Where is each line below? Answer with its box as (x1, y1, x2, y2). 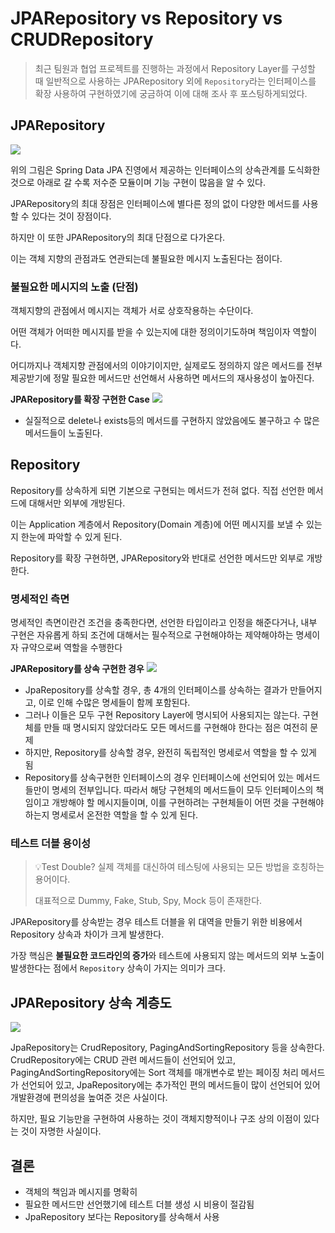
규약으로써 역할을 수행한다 (20, 642, 123, 654)
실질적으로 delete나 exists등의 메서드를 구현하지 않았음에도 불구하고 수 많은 (24, 415, 320, 427)
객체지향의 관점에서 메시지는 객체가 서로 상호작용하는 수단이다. (10, 305, 254, 317)
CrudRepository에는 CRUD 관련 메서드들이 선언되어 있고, (10, 1054, 236, 1066)
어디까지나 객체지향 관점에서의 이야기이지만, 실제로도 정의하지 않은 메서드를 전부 (10, 360, 323, 372)
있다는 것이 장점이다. (31, 210, 112, 222)
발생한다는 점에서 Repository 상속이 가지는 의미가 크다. (10, 962, 226, 974)
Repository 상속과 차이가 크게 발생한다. (10, 928, 165, 941)
